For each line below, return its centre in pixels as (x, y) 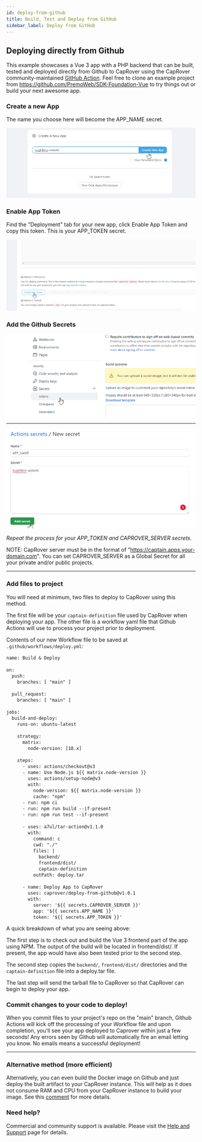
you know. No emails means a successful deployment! (74, 1044)
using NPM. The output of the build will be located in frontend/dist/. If (92, 946)
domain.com (22, 556)
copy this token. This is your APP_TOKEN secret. (66, 231)
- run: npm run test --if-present (66, 815)
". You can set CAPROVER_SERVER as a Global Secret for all (111, 556)
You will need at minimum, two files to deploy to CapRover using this (91, 597)
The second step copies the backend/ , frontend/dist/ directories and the (97, 964)
